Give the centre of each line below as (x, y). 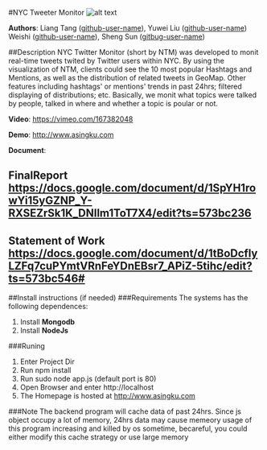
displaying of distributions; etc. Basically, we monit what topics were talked (133, 95)
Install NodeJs (44, 331)
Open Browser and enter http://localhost (87, 387)
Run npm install (45, 370)
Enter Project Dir (47, 361)
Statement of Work (57, 240)
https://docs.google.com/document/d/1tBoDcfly (133, 253)
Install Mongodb (47, 322)
